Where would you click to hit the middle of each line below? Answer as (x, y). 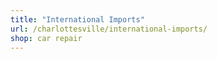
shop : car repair (46, 38)
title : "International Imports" (77, 19)
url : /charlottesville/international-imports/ (109, 29)
